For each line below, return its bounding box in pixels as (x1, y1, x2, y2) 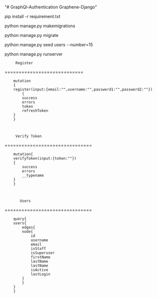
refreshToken (22, 108, 49, 113)
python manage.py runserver (4, 51, 63, 57)
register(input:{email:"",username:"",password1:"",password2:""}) (13, 87, 153, 92)
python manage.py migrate (4, 33, 59, 38)
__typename (22, 173, 44, 178)
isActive (30, 267, 49, 272)
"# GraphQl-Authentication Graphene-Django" (4, 4, 97, 10)
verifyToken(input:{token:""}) (13, 156, 77, 161)
